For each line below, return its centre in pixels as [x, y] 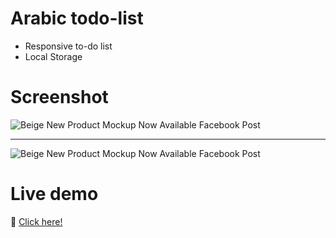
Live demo [54, 194]
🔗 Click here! [36, 221]
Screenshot [59, 97]
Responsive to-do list [68, 46]
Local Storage [53, 56]
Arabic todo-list [77, 18]
